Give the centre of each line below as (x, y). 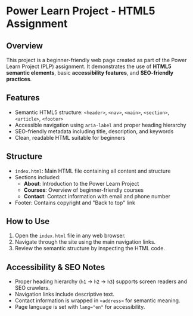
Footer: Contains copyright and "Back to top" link (75, 203)
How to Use (28, 221)
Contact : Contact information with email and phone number (97, 196)
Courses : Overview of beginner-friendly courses (84, 190)
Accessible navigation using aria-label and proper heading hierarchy (100, 125)
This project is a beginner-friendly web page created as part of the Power (96, 60)
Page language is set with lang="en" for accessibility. (80, 307)
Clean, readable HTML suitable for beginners (70, 137)
